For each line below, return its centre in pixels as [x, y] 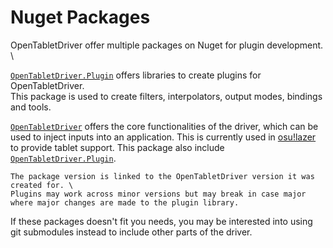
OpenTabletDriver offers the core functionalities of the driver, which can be [164, 126]
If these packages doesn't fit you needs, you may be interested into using [161, 221]
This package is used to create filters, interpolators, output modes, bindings [166, 96]
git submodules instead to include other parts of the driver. [131, 232]
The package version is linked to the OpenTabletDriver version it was [162, 176]
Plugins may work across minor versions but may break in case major [158, 194]
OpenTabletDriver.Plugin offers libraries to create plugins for [136, 75]
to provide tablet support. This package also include [117, 147]
